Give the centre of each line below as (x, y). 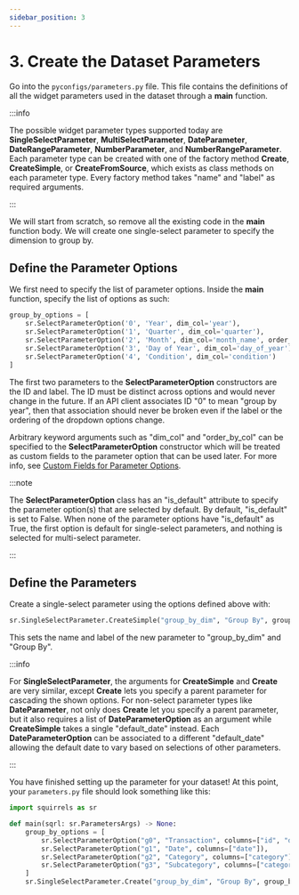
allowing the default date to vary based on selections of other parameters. (145, 747)
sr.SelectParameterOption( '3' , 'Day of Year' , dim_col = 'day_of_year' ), (161, 348)
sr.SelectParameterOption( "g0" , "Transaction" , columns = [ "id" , (161, 840)
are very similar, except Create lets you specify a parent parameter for (138, 691)
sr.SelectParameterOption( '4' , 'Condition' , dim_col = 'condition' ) (151, 357)
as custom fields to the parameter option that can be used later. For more (143, 456)
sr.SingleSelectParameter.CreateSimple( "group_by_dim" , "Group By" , (139, 621)
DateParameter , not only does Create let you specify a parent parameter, (144, 710)
